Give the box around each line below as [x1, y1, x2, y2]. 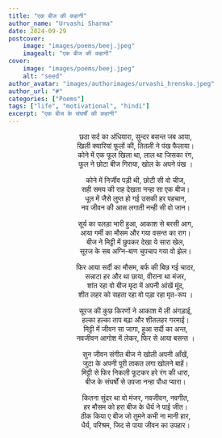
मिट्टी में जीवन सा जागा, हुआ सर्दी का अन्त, [83, 325, 188, 334]
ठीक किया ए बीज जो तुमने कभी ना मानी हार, [80, 411, 191, 421]
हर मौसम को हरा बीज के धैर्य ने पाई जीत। [83, 402, 188, 411]
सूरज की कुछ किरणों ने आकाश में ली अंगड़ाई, [79, 306, 192, 316]
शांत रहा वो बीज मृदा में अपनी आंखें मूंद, [86, 281, 185, 290]
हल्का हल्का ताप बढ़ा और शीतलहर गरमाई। [82, 315, 190, 325]
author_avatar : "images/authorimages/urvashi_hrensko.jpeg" [8, 79, 216, 87]
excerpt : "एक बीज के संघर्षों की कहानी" [8, 110, 119, 118]
